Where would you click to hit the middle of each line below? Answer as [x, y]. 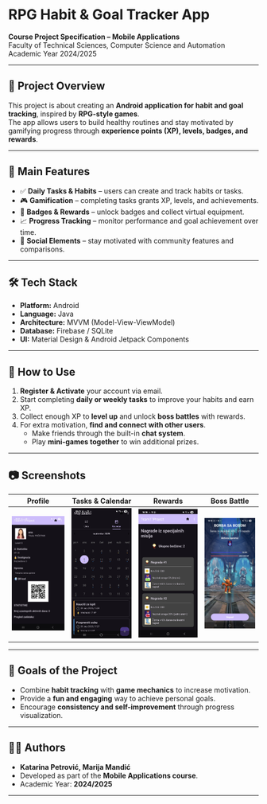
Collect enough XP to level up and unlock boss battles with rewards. [133, 416]
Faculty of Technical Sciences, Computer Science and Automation [117, 45]
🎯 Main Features [49, 172]
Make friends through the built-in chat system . [108, 433]
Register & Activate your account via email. [91, 391]
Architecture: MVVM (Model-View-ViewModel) [97, 322]
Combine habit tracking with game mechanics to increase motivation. [135, 689]
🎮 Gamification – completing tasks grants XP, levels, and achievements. [139, 200]
